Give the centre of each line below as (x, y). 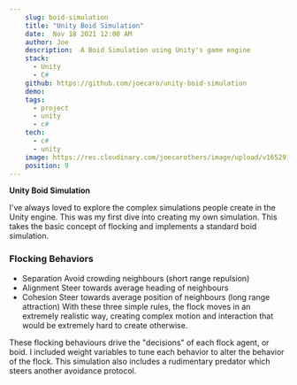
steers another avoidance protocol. (73, 370)
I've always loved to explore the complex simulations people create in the (142, 208)
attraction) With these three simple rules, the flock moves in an (136, 306)
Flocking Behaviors (52, 259)
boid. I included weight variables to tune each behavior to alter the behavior (147, 351)
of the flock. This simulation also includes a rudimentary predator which (140, 361)
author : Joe (47, 42)
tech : (35, 133)
